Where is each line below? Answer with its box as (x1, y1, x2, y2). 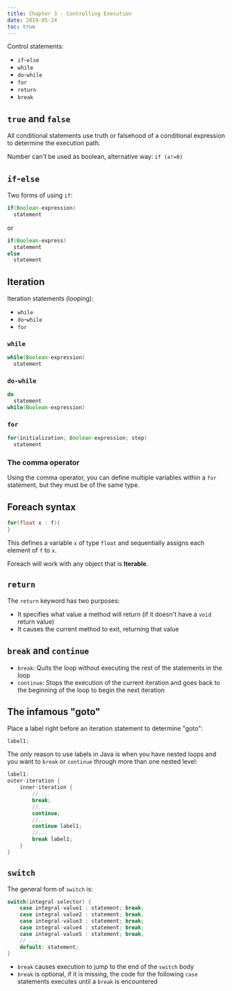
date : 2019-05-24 (7, 17, 58, 24)
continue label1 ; (32, 823, 82, 830)
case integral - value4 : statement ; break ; (19, 924, 144, 931)
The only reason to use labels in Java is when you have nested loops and (7, 750, 217, 758)
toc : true (7, 23, 36, 30)
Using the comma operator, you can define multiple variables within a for (7, 473, 217, 482)
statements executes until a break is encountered (17, 977, 158, 986)
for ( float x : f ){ (7, 520, 60, 527)
